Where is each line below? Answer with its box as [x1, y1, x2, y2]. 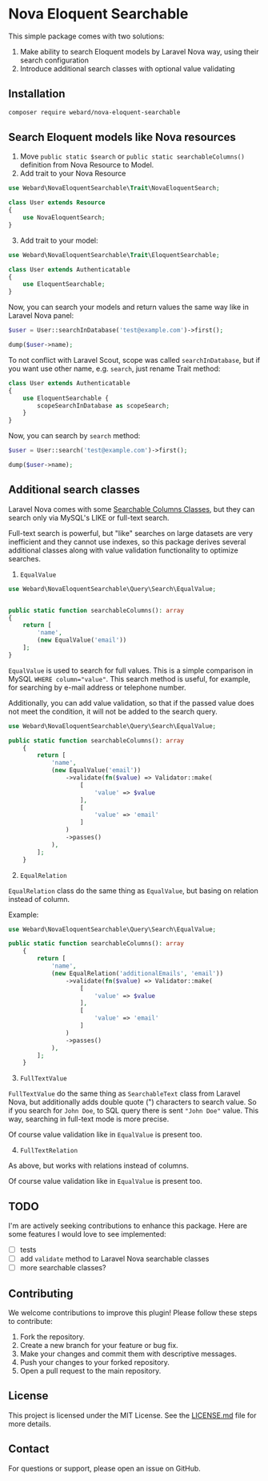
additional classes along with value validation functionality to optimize [8, 545, 238, 555]
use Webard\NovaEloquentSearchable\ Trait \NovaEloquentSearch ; [8, 184, 220, 192]
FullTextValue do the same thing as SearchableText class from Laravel [8, 1089, 241, 1098]
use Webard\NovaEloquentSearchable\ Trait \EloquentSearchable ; [8, 251, 220, 259]
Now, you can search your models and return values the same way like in [8, 302, 250, 312]
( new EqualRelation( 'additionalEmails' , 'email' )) [50, 969, 224, 977]
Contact [8, 1443, 50, 1456]
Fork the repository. [19, 1332, 86, 1342]
